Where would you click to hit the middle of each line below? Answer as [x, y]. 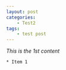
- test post [32, 34]
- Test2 [26, 23]
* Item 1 [17, 62]
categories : [21, 17]
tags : [13, 28]
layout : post [22, 12]
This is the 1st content [33, 51]
